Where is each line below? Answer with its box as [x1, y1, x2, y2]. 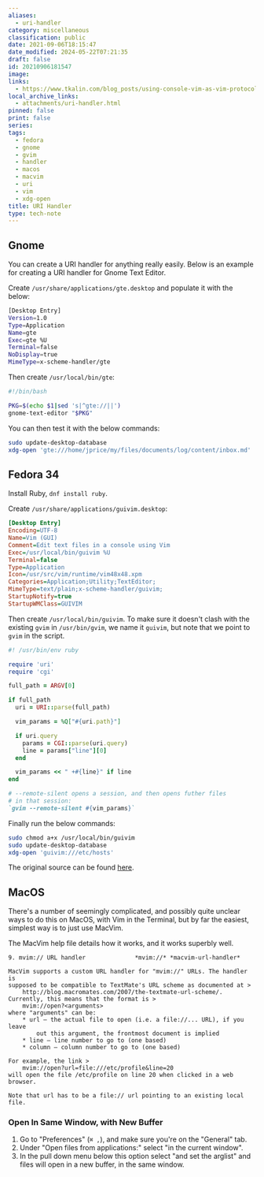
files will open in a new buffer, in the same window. [19, 1160, 185, 1169]
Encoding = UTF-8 [8, 527, 58, 534]
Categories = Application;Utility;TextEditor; [8, 578, 156, 586]
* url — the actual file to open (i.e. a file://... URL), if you [22, 1016, 244, 1024]
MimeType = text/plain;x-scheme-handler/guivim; [8, 585, 163, 594]
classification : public [8, 33, 86, 42]
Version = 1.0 [8, 314, 47, 322]
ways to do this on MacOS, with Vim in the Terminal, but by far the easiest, [8, 915, 250, 925]
